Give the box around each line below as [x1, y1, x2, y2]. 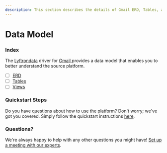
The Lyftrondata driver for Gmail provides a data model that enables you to [5, 58, 158, 64]
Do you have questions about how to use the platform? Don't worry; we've [5, 108, 158, 114]
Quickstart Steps [5, 96, 47, 103]
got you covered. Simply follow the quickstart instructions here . [5, 113, 135, 119]
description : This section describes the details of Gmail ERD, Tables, [5, 7, 159, 12]
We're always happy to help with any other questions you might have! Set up [5, 137, 162, 143]
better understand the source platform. [5, 63, 85, 69]
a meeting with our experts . [5, 142, 62, 148]
